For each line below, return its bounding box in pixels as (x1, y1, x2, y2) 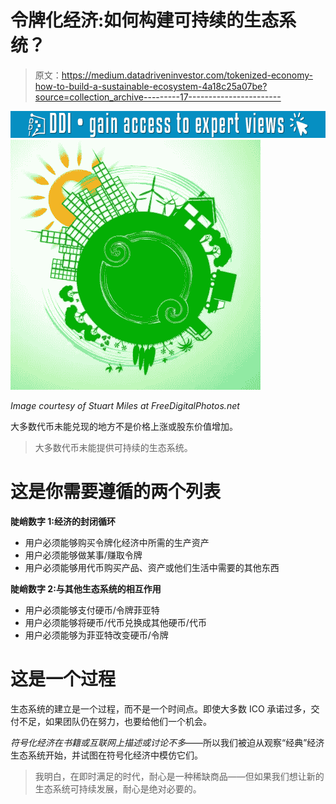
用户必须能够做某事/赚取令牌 (24, 549, 143, 561)
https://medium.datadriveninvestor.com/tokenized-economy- (61, 69, 313, 81)
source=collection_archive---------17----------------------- (34, 91, 282, 103)
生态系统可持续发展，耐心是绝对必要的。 (34, 783, 202, 795)
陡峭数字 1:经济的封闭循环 (10, 516, 117, 528)
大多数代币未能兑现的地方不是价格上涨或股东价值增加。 (10, 421, 238, 433)
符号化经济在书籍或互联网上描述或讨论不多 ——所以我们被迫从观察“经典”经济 (10, 737, 325, 748)
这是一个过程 (10, 668, 117, 691)
